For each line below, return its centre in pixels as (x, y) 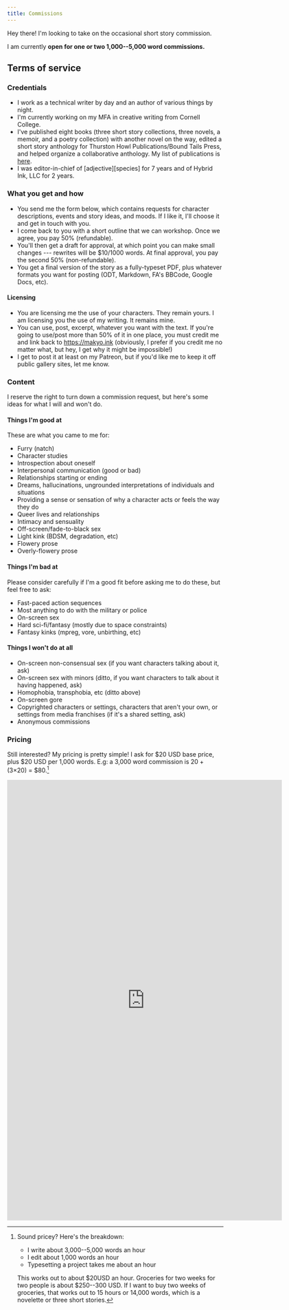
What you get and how (45, 193)
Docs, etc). (33, 282)
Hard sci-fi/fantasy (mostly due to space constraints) (92, 624)
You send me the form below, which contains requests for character (113, 209)
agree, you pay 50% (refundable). (65, 237)
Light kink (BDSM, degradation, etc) (68, 536)
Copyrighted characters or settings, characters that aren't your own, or (117, 707)
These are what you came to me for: (58, 435)
